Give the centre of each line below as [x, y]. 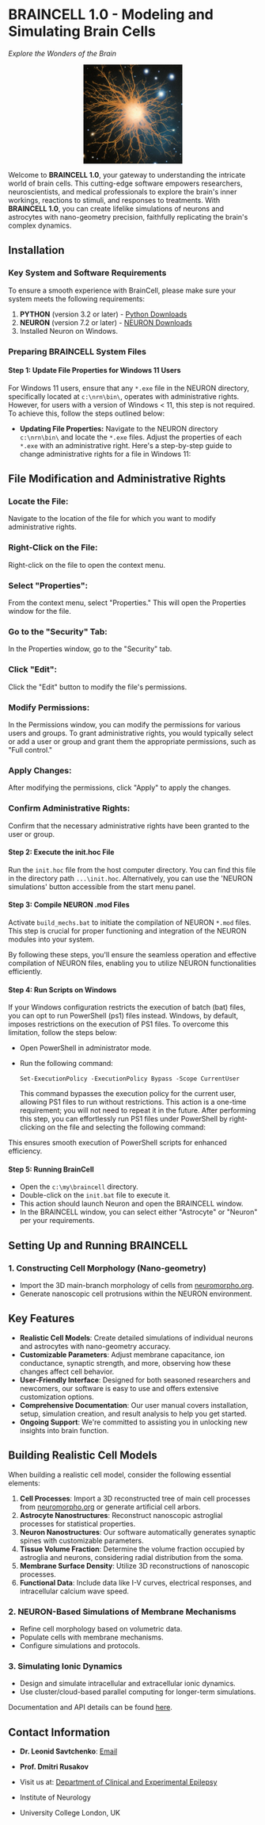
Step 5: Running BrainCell [51, 1169]
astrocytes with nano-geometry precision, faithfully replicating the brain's [128, 217]
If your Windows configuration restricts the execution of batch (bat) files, [127, 1007]
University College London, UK [70, 1813]
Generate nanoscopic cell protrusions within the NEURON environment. [136, 1294]
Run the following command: [66, 1064]
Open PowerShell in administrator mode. [85, 1048]
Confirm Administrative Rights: [69, 808]
